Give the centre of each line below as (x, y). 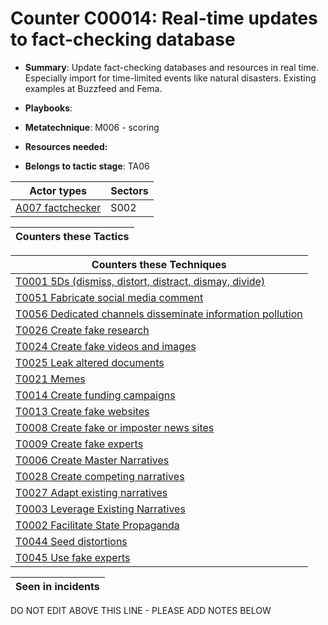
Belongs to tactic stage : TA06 (87, 166)
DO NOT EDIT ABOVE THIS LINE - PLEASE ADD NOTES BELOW (141, 610)
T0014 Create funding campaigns (95, 395)
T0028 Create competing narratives (100, 476)
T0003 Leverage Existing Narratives (100, 509)
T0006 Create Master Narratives (92, 460)
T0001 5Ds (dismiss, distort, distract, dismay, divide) (140, 281)
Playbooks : (48, 108)
